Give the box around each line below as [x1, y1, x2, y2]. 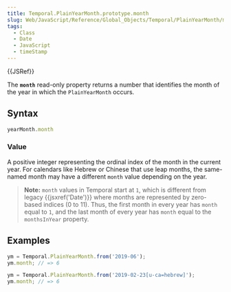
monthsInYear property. [23, 214, 89, 223]
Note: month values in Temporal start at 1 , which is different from [23, 186, 206, 194]
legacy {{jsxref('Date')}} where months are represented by [23, 193, 190, 201]
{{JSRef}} [7, 67, 34, 76]
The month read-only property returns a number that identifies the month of [7, 80, 220, 89]
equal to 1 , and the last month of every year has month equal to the [23, 207, 212, 216]
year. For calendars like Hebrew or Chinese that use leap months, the [7, 165, 203, 173]
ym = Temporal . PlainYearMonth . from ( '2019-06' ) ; [7, 253, 146, 260]
